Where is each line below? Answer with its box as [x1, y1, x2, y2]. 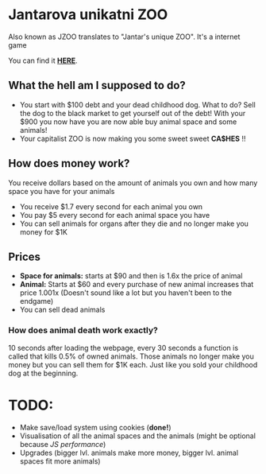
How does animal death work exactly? [8, 324, 159, 336]
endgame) [19, 297, 54, 306]
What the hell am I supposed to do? [8, 79, 187, 92]
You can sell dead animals [19, 305, 106, 315]
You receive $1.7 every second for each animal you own [19, 201, 203, 212]
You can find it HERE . [8, 56, 78, 65]
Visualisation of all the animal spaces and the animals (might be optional [19, 431, 256, 441]
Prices [8, 250, 41, 263]
